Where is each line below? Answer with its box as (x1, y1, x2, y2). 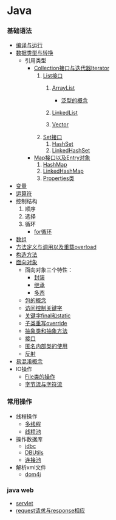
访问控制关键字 (24, 305, 63, 312)
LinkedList (52, 109, 78, 117)
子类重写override (24, 320, 67, 327)
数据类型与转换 (15, 49, 53, 57)
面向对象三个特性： (24, 266, 73, 273)
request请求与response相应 (15, 507, 86, 515)
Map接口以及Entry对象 (33, 154, 90, 162)
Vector (52, 121, 69, 128)
